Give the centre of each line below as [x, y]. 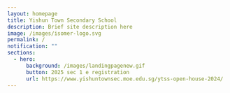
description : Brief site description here [70, 27]
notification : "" [33, 46]
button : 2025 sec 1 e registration [78, 72]
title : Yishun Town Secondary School [62, 20]
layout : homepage [33, 14]
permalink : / [26, 40]
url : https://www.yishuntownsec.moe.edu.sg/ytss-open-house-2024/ [124, 79]
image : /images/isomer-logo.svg [54, 33]
